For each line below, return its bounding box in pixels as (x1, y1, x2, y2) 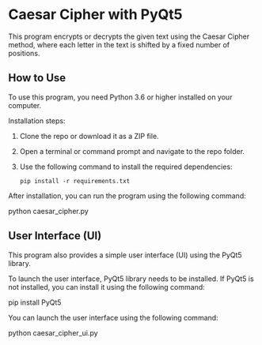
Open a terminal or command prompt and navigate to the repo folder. (19, 146, 245, 156)
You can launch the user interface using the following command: (8, 313, 219, 322)
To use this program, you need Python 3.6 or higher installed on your (8, 92, 233, 102)
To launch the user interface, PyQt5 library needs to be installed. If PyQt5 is (8, 274, 255, 283)
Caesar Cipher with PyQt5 (8, 6, 183, 24)
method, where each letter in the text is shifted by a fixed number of (8, 39, 230, 49)
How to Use (8, 71, 66, 84)
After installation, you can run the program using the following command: (8, 191, 247, 201)
